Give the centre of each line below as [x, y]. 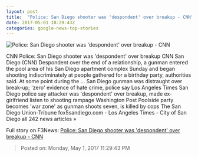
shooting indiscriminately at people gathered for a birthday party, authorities [99, 75]
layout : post [22, 12]
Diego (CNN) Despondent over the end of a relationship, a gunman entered [97, 63]
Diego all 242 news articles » [41, 119]
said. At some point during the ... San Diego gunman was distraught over [94, 81]
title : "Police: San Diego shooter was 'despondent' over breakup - [93, 17]
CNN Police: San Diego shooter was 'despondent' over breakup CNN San [95, 56]
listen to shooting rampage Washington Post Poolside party [101, 100]
